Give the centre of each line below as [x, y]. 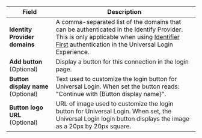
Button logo [26, 107]
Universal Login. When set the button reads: [118, 86]
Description [124, 12]
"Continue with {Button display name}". [111, 94]
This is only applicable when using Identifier [118, 37]
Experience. [72, 52]
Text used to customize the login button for [116, 79]
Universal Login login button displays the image [123, 118]
